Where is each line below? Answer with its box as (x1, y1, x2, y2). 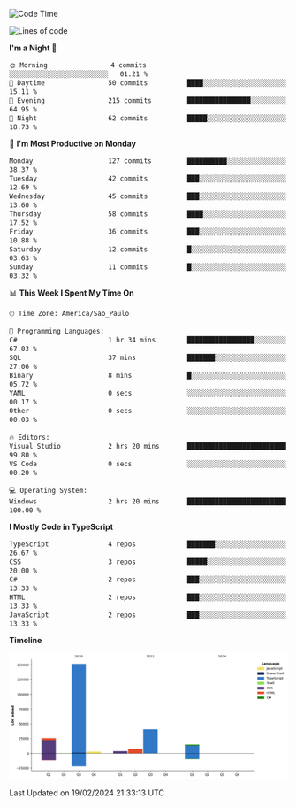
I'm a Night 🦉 (9, 42, 57, 53)
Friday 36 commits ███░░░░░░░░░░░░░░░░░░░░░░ (9, 227, 287, 236)
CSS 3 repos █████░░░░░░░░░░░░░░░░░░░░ (9, 557, 287, 566)
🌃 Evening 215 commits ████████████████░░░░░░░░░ (9, 96, 287, 105)
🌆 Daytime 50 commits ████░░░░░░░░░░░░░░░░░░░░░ (9, 79, 287, 88)
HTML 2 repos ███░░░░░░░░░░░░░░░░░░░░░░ (9, 593, 287, 602)
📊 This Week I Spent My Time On (9, 288, 134, 298)
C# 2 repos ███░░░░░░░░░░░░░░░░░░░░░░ (9, 575, 287, 584)
